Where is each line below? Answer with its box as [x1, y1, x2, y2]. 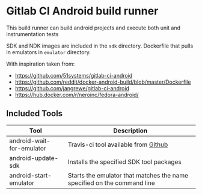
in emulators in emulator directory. [6, 48, 91, 55]
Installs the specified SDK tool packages [68, 158, 182, 166]
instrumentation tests [6, 30, 59, 37]
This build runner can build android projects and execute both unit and [6, 24, 181, 31]
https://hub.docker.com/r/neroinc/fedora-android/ [14, 91, 139, 98]
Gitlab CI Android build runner [6, 4, 159, 18]
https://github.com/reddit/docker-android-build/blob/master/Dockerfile [14, 78, 191, 85]
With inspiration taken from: [6, 60, 75, 67]
